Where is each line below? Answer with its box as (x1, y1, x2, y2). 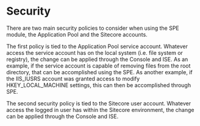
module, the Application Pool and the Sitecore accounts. (6, 30, 148, 38)
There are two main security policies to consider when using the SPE (6, 24, 179, 32)
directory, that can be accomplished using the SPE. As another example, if (6, 68, 193, 75)
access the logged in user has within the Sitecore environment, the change (6, 106, 195, 113)
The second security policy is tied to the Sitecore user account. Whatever (6, 99, 191, 107)
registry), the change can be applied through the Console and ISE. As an (6, 55, 188, 63)
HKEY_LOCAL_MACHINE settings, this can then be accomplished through (6, 81, 191, 89)
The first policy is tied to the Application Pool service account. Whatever (6, 43, 188, 50)
